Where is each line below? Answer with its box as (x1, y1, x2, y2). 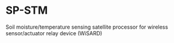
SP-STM (5, 4, 48, 17)
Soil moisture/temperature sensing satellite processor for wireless (5, 23, 169, 30)
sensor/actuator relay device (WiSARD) (5, 29, 103, 36)
